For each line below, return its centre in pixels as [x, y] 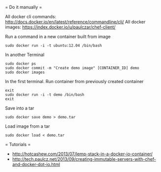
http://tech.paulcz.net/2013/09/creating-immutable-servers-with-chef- [84, 159]
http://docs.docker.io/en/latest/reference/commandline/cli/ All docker [75, 22]
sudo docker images [25, 72]
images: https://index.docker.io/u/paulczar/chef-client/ [60, 27]
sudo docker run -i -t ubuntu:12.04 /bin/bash [54, 46]
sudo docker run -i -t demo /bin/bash [45, 95]
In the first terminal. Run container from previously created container [74, 81]
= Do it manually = [24, 7]
